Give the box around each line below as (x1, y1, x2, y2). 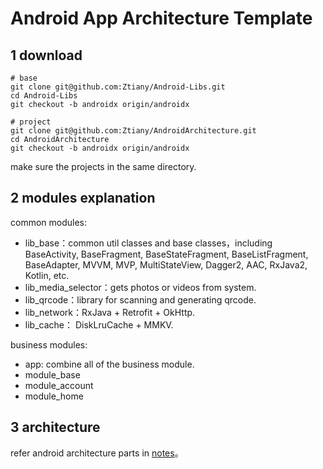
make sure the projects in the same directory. (10, 161, 197, 172)
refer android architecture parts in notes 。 (10, 447, 184, 459)
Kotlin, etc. (24, 269, 70, 281)
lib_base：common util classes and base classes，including (24, 237, 273, 249)
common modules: (10, 216, 88, 228)
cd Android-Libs (10, 91, 78, 101)
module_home (24, 390, 84, 402)
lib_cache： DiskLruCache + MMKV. (24, 318, 174, 331)
